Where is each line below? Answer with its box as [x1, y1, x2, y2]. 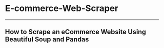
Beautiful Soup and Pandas [5, 36, 89, 44]
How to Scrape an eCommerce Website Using [5, 28, 146, 36]
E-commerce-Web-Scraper [5, 3, 119, 14]
